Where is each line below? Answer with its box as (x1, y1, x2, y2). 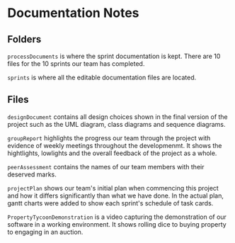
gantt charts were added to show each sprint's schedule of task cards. (7, 198, 214, 207)
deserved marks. (7, 170, 57, 179)
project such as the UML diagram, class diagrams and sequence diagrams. (7, 120, 226, 128)
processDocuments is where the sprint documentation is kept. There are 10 (7, 52, 221, 60)
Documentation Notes (7, 5, 139, 21)
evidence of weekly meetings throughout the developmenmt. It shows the (7, 141, 222, 149)
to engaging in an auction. (7, 227, 84, 236)
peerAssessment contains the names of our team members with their (7, 162, 205, 171)
